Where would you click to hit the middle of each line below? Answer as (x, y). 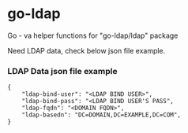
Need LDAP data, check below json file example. (86, 50)
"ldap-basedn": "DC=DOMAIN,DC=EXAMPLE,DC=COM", (101, 115)
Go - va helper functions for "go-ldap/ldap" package (93, 35)
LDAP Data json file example (62, 71)
